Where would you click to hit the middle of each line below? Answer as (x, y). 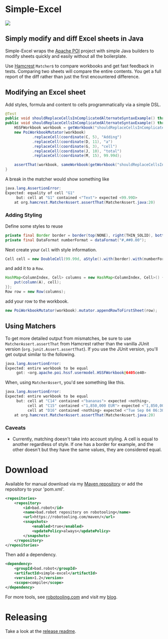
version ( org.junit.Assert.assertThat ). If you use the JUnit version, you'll (81, 349)
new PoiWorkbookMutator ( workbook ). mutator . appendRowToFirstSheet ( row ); (81, 310)
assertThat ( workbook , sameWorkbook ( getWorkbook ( (66, 165)
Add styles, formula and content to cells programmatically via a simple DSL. (83, 105)
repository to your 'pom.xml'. (35, 489)
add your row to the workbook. (37, 301)
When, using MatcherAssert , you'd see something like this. (65, 383)
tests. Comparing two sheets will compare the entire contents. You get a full (83, 71)
